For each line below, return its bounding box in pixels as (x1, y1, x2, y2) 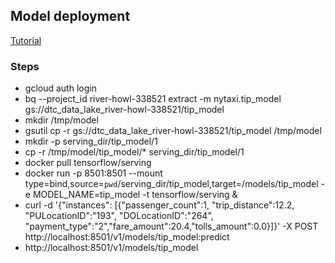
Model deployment (10, 8, 131, 25)
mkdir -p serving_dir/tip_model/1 (24, 135, 158, 148)
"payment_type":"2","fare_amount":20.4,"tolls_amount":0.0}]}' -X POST (24, 220, 319, 233)
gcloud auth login (24, 82, 97, 94)
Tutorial (10, 34, 42, 46)
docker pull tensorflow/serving (24, 157, 152, 169)
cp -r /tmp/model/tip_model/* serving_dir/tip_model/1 (24, 146, 245, 158)
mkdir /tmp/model (24, 114, 99, 126)
